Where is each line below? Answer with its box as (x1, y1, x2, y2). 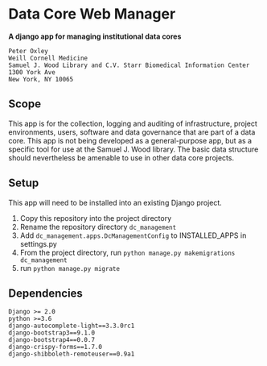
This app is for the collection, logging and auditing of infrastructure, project (8, 119, 257, 128)
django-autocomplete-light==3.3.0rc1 (8, 322, 135, 331)
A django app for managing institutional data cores (8, 31, 182, 41)
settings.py (19, 239, 58, 248)
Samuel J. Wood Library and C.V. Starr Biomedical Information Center (8, 61, 250, 69)
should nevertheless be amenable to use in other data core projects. (8, 152, 235, 162)
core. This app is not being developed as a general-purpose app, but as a (8, 135, 252, 145)
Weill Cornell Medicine (8, 54, 88, 62)
